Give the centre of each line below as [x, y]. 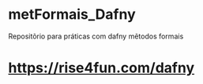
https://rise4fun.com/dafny [101, 68]
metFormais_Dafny [72, 15]
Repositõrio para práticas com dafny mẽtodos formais [96, 36]
